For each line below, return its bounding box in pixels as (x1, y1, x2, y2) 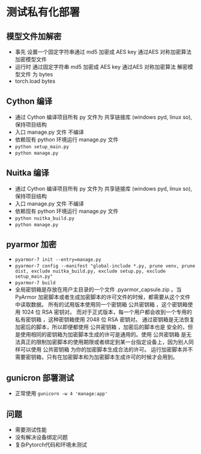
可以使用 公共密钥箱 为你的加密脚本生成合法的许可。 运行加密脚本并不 (20, 346, 193, 353)
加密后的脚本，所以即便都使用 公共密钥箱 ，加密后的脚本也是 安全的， (14, 323, 188, 330)
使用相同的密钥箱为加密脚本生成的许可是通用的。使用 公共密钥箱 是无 (20, 331, 192, 338)
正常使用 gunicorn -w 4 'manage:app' (14, 390, 108, 397)
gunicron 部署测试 (6, 372, 74, 383)
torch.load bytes (14, 77, 56, 85)
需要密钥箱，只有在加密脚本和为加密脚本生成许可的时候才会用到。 (14, 353, 178, 360)
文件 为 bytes (20, 71, 53, 78)
